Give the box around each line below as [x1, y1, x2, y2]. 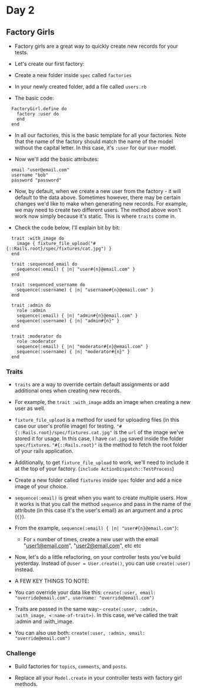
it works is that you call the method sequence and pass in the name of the [14, 501, 191, 508]
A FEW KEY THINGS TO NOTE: [14, 578, 89, 585]
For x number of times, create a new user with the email [23, 536, 159, 543]
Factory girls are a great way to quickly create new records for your [14, 42, 178, 49]
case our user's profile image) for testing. [14, 422, 116, 430]
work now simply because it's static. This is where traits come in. [14, 213, 176, 220]
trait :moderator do [11, 333, 62, 339]
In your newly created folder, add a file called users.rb [14, 83, 147, 90]
